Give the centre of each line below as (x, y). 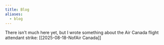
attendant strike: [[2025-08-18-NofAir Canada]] (53, 38)
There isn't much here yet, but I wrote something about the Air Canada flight (82, 33)
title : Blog (17, 10)
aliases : (14, 14)
